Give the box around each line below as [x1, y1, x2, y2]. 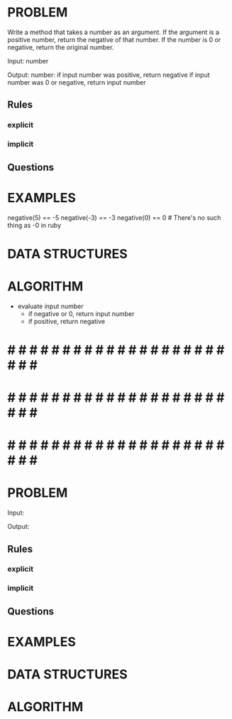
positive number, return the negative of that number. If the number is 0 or [7, 35, 221, 43]
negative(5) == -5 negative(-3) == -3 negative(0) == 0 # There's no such [7, 213, 221, 221]
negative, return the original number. [7, 43, 114, 51]
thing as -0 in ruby [7, 221, 62, 229]
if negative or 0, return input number [28, 309, 135, 317]
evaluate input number [17, 302, 84, 310]
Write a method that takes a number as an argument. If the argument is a [7, 28, 220, 36]
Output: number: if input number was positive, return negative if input [7, 70, 211, 79]
